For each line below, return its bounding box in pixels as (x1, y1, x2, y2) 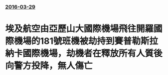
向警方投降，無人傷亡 (5, 60, 93, 72)
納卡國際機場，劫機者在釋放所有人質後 (5, 48, 163, 59)
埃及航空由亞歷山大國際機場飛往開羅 (5, 23, 154, 35)
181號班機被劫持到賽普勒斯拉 (40, 36, 159, 47)
